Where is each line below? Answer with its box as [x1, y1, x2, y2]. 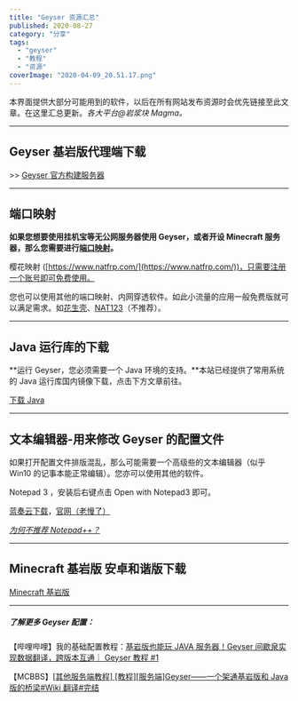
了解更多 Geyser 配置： [9, 617, 95, 627]
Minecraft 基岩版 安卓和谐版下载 [9, 562, 186, 577]
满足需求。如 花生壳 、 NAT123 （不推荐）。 [16, 303, 166, 314]
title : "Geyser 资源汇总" [9, 12, 100, 22]
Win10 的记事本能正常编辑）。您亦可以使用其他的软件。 [9, 468, 208, 478]
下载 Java [9, 394, 45, 405]
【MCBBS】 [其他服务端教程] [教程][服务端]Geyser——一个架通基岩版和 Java [9, 671, 289, 681]
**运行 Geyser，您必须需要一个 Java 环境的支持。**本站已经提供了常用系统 [9, 365, 286, 376]
